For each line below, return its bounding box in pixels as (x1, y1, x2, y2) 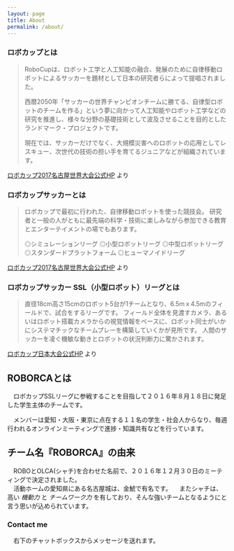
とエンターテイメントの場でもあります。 (24, 225, 141, 233)
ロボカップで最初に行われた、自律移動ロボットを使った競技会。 (24, 207, 208, 216)
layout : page (7, 10, 45, 18)
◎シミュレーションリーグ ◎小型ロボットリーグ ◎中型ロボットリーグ (24, 239, 224, 248)
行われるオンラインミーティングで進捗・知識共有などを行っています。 (7, 424, 208, 433)
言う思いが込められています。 (7, 501, 93, 510)
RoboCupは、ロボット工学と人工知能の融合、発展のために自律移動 (24, 64, 217, 74)
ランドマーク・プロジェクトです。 (24, 123, 122, 132)
